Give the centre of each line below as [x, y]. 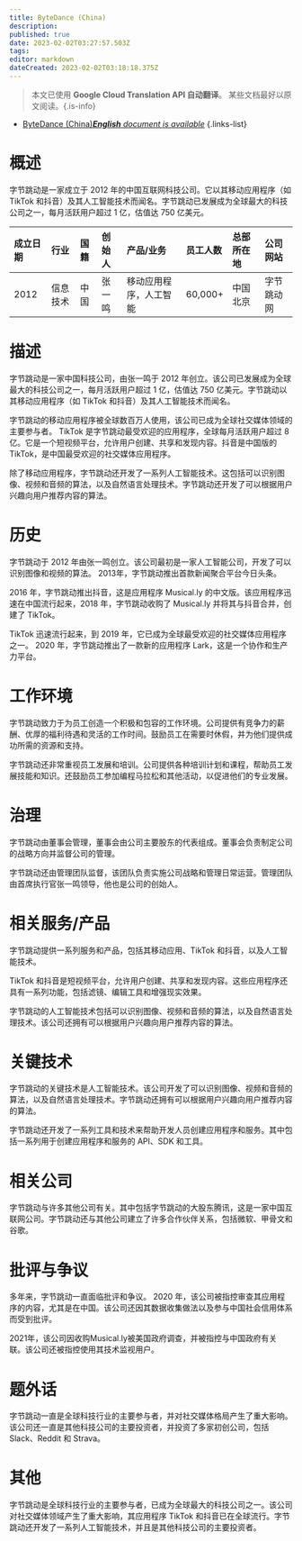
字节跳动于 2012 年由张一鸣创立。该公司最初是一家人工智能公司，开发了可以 [151, 562]
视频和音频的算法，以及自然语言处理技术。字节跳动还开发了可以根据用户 [159, 484]
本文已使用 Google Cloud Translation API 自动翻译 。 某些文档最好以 [158, 95]
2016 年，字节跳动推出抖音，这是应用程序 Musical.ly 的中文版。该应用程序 [147, 592]
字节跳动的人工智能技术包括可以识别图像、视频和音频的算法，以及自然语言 [147, 1011]
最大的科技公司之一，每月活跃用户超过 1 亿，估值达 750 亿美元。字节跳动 [145, 389]
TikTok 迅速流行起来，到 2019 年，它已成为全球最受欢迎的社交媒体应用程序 [148, 634]
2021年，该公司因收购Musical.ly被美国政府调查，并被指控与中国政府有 [139, 1338]
